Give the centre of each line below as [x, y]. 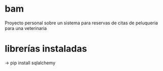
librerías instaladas [46, 49]
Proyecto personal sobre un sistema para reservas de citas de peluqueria [81, 23]
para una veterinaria [26, 28]
